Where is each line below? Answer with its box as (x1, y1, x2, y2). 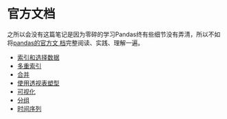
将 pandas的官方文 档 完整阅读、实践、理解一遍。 (7, 38, 144, 47)
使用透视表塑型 (16, 79, 60, 87)
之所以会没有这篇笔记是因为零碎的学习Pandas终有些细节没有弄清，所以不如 (7, 30, 221, 38)
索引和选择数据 (16, 53, 60, 62)
